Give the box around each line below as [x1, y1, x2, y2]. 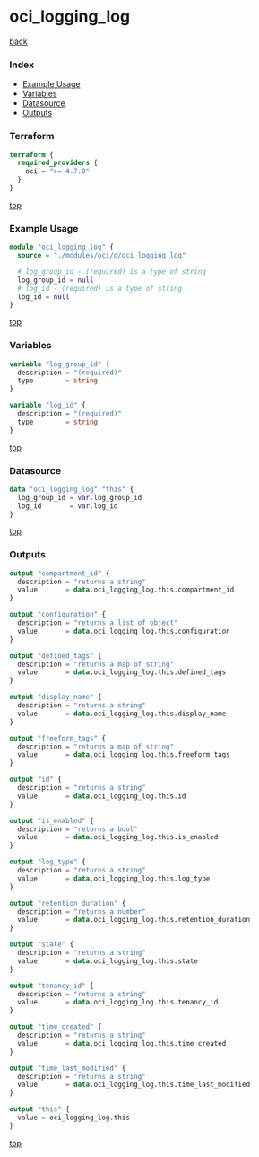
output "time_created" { [9, 1022, 102, 1031]
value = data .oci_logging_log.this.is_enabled [17, 833, 219, 842]
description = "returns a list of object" [17, 618, 178, 627]
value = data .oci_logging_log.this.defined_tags [17, 668, 227, 677]
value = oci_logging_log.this [17, 1113, 130, 1123]
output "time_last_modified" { [9, 1064, 126, 1073]
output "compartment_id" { [9, 568, 110, 578]
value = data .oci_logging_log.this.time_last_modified [17, 1080, 251, 1090]
